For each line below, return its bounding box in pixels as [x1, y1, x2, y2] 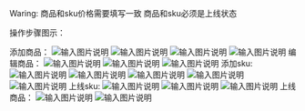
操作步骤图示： [9, 27, 66, 38]
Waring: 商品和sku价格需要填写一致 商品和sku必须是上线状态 [9, 8, 238, 18]
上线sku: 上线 [67, 81, 297, 91]
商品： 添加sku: [16, 58, 253, 68]
